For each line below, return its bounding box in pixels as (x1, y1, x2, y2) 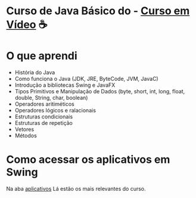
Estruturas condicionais (14, 113, 73, 120)
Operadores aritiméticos (14, 100, 74, 108)
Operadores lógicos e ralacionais (14, 107, 97, 114)
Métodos (14, 132, 37, 139)
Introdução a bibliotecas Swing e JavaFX (14, 81, 116, 89)
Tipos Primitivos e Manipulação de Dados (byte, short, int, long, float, (14, 88, 185, 95)
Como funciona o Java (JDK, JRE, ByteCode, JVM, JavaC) (14, 76, 159, 83)
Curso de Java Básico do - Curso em (6, 4, 190, 18)
